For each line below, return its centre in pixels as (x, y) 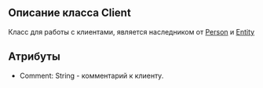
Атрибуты (34, 57)
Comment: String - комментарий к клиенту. (91, 75)
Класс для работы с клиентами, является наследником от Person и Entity (131, 31)
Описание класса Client (69, 13)
